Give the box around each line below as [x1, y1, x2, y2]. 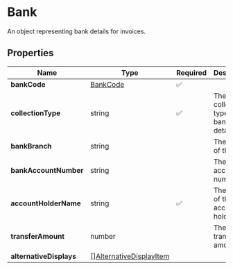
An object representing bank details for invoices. [7, 27, 146, 35]
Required [175, 67, 207, 77]
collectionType [10, 108, 61, 118]
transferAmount [10, 231, 64, 241]
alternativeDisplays [10, 251, 76, 261]
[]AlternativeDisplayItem [89, 251, 170, 261]
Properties [7, 47, 54, 59]
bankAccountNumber [10, 165, 84, 175]
